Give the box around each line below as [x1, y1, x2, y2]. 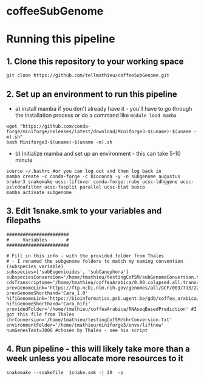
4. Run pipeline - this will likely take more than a [6, 344, 190, 354]
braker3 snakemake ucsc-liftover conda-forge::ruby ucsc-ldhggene [6, 179, 178, 185]
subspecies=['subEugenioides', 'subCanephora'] [6, 269, 129, 275]
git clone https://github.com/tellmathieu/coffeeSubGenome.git [6, 72, 170, 78]
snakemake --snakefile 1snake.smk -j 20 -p [6, 369, 123, 375]
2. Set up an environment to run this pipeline [6, 89, 177, 99]
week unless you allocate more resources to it [6, 353, 184, 364]
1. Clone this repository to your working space [6, 56, 184, 66]
